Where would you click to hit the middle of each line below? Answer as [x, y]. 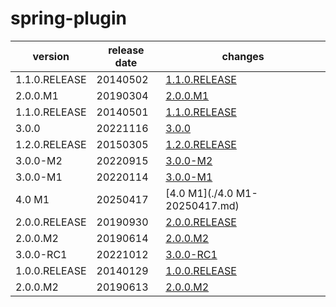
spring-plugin [69, 18]
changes [243, 56]
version [51, 56]
